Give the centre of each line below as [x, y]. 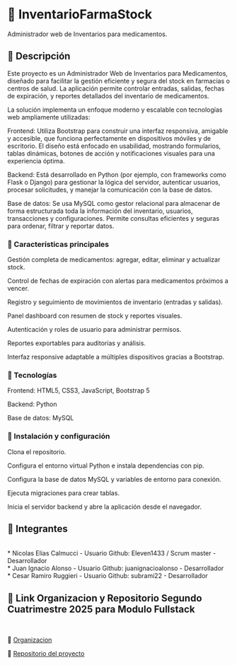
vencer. [18, 289]
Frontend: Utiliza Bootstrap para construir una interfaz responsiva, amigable [118, 131]
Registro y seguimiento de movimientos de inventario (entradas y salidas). [115, 302]
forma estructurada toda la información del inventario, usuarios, [100, 211]
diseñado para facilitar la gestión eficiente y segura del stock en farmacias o [118, 81]
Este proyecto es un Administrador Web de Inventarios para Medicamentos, [118, 73]
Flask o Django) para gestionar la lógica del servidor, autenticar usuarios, [114, 182]
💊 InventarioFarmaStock [80, 15]
